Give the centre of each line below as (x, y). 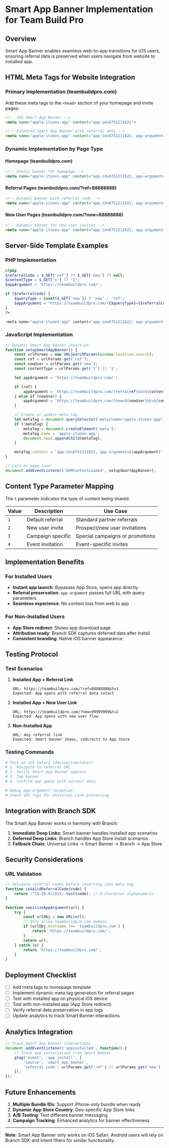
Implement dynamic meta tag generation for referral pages (73, 993)
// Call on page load (28, 466)
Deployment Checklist (41, 975)
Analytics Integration (39, 1032)
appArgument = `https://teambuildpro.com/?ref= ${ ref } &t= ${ (87, 392)
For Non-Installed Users (35, 616)
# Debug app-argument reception (39, 790)
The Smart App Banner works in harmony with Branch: (62, 823)
